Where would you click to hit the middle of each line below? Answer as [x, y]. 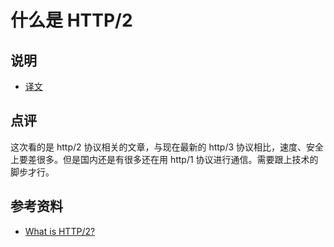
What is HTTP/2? [60, 231]
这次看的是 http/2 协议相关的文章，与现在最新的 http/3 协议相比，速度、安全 [167, 147]
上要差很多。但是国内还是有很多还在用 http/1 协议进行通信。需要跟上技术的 [164, 159]
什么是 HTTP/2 [71, 20]
